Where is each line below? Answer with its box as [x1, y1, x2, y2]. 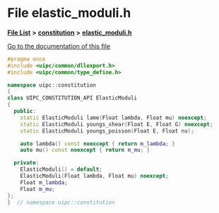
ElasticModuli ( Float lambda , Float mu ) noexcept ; [20, 173, 170, 180]
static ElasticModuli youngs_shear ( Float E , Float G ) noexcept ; [20, 121, 213, 128]
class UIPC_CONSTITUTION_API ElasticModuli [7, 95, 138, 102]
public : [13, 108, 37, 115]
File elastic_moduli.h [7, 5, 131, 21]
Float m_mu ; [20, 185, 55, 193]
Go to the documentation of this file [7, 42, 111, 50]
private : [13, 159, 40, 166]
